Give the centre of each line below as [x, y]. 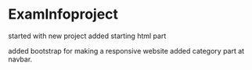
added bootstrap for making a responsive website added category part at [126, 51]
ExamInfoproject [63, 14]
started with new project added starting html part [87, 36]
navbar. [20, 59]
